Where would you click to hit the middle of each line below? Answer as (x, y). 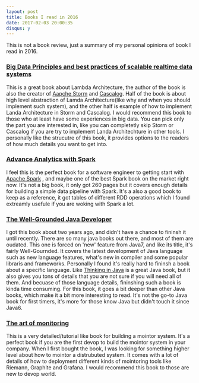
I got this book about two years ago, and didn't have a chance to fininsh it (96, 232)
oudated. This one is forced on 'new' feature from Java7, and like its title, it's (99, 245)
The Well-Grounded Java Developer (59, 219)
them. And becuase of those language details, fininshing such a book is (94, 283)
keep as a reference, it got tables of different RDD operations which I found (98, 197)
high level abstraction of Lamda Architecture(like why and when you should (98, 100)
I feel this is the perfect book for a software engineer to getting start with (95, 172)
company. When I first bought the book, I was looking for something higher (98, 349)
